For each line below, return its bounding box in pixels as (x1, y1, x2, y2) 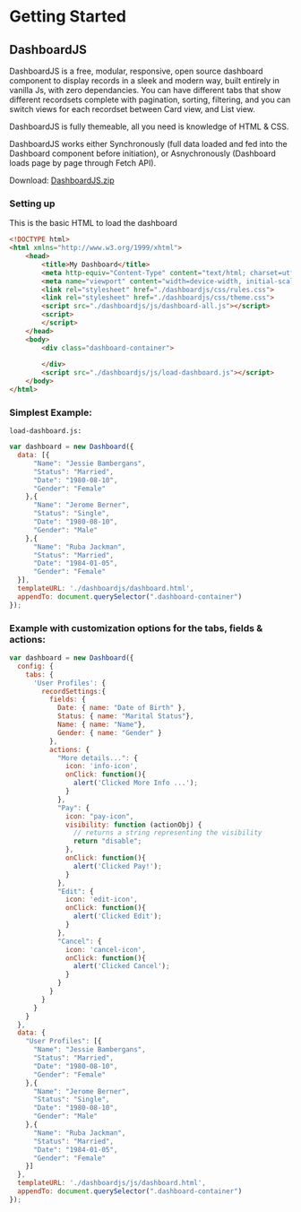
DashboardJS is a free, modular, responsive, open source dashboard (9, 65, 263, 76)
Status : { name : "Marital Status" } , (56, 712, 194, 721)
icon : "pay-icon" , (65, 811, 134, 821)
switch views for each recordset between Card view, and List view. (9, 104, 255, 114)
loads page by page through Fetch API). (9, 158, 157, 168)
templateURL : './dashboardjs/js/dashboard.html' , (17, 1179, 206, 1188)
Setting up (9, 197, 56, 210)
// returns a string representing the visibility (73, 828, 262, 837)
